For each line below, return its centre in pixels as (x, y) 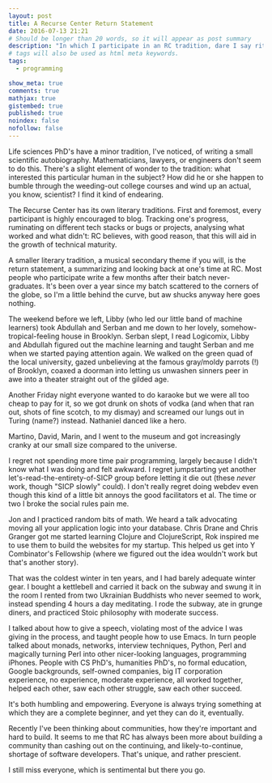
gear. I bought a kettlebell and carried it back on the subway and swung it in (135, 586)
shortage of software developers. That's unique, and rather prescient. (125, 754)
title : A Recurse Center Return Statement (81, 23)
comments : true (34, 91)
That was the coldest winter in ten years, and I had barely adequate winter (132, 578)
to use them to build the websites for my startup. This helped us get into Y (132, 545)
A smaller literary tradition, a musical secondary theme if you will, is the (127, 260)
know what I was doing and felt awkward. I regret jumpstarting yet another (132, 469)
